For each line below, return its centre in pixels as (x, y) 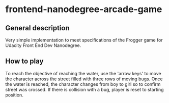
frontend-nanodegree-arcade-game (84, 9)
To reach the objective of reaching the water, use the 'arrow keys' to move (83, 73)
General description (37, 28)
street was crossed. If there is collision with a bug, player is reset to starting (84, 89)
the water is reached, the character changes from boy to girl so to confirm (83, 84)
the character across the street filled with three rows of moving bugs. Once (84, 79)
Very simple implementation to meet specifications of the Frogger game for (84, 40)
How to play (24, 61)
